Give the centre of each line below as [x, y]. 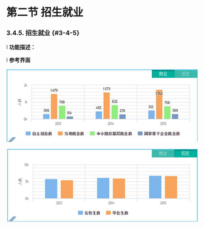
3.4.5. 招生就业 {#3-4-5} [43, 33]
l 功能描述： [21, 47]
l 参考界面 [19, 60]
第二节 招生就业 [45, 12]
